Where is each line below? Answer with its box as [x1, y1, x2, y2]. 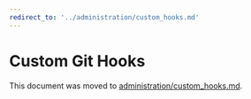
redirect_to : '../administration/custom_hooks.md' [9, 12, 200, 22]
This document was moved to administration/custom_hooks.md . [9, 80, 243, 91]
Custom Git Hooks [9, 50, 146, 71]
